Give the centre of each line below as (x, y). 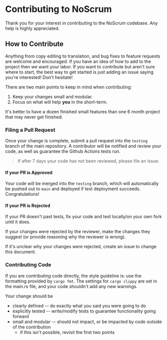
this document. (21, 252)
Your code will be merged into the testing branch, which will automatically (82, 184)
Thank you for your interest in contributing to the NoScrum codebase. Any (81, 23)
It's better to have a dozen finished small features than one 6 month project (83, 111)
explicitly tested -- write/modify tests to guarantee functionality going (84, 311)
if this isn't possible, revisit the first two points (67, 332)
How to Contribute (34, 44)
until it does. (18, 222)
